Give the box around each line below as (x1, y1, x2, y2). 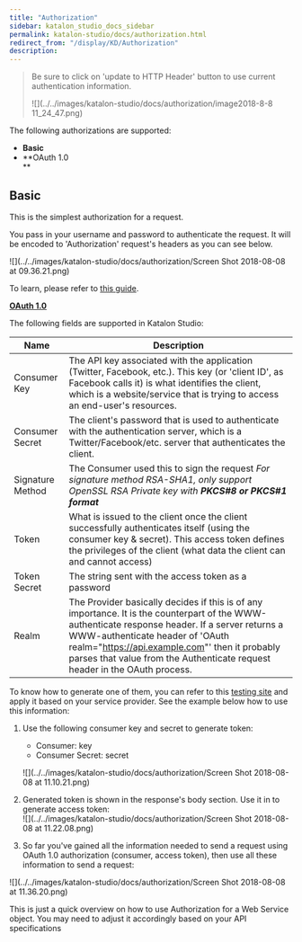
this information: (9, 705, 70, 715)
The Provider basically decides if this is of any (68, 595, 263, 608)
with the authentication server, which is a (68, 424, 243, 437)
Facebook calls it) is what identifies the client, (68, 377, 262, 389)
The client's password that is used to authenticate (68, 413, 280, 426)
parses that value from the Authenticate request (68, 652, 271, 664)
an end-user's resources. (68, 399, 177, 412)
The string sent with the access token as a (68, 570, 247, 582)
